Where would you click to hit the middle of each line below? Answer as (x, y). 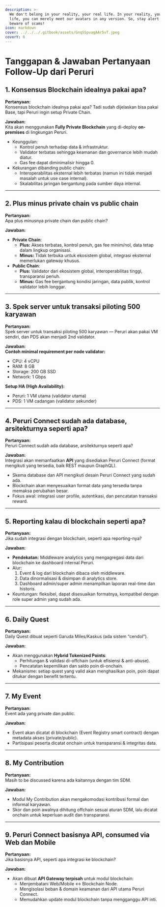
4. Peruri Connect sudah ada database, (66, 421)
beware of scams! (27, 23)
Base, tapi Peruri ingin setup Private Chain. (48, 112)
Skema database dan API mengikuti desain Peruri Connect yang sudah (84, 475)
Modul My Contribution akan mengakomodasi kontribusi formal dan (80, 799)
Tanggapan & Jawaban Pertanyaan (78, 61)
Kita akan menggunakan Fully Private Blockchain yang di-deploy (71, 127)
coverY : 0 (15, 37)
